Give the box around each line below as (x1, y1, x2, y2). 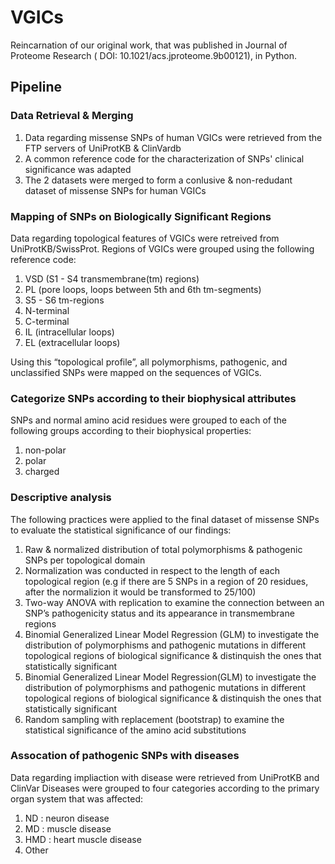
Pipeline (10, 79, 63, 96)
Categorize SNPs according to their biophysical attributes (10, 391, 297, 405)
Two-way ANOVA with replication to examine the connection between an (24, 596, 325, 608)
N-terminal (24, 304, 70, 316)
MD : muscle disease (24, 822, 112, 835)
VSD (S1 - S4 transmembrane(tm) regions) (24, 272, 200, 285)
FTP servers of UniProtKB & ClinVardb (24, 142, 182, 154)
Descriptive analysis (10, 491, 112, 505)
